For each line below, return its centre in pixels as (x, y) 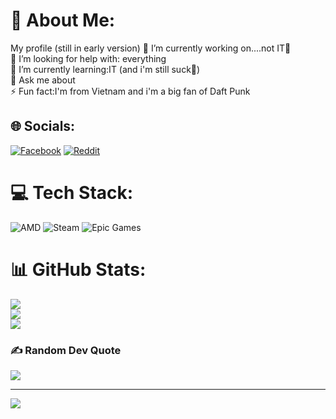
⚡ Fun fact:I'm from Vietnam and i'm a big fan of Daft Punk (130, 91)
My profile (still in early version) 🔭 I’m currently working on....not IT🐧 (151, 48)
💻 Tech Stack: (72, 192)
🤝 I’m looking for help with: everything (88, 58)
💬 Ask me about (43, 80)
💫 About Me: (63, 20)
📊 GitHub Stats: (78, 269)
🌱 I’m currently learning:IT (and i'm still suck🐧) (105, 69)
